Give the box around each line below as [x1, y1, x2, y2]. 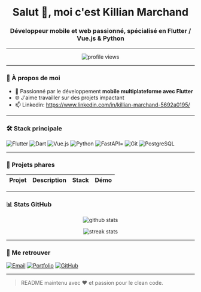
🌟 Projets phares [6, 161, 55, 169]
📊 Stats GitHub [6, 200, 52, 209]
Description [32, 176, 67, 184]
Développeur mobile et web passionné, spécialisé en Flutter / [10, 27, 191, 35]
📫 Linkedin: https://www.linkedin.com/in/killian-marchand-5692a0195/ [14, 101, 190, 108]
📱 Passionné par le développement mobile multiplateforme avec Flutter [14, 87, 193, 95]
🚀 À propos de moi [6, 74, 61, 83]
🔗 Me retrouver [6, 248, 51, 257]
